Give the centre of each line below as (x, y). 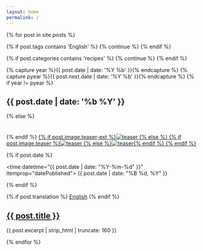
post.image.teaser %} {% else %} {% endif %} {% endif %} (101, 143)
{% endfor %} (24, 242)
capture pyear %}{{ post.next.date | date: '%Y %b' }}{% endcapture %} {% (100, 76)
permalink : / (23, 18)
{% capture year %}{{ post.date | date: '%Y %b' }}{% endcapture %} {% (97, 70)
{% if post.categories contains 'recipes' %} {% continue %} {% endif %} (97, 58)
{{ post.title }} (33, 216)
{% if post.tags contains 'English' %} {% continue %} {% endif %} (89, 47)
